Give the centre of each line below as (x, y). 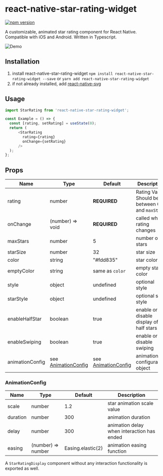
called (143, 218)
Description (131, 395)
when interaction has (131, 431)
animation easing (127, 445)
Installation (22, 62)
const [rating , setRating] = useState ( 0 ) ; (53, 123)
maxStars (18, 241)
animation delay (126, 425)
